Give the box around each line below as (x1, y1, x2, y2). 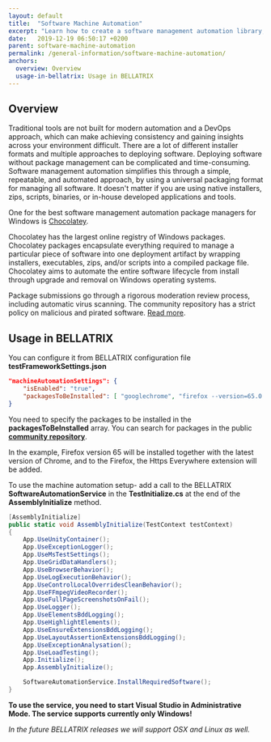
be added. (8, 464, 43, 474)
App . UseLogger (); (23, 604, 82, 612)
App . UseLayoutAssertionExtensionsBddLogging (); (23, 633, 186, 642)
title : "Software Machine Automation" (8, 19, 143, 28)
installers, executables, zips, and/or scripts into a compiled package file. (8, 258, 249, 268)
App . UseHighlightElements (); (23, 618, 121, 626)
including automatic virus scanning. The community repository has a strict (8, 299, 256, 309)
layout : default (8, 11, 63, 20)
